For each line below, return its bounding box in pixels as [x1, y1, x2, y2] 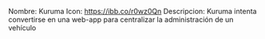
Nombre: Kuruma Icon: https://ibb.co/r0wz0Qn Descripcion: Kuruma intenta [8, 7, 257, 16]
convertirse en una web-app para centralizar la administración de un [8, 15, 234, 24]
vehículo [8, 23, 37, 32]
